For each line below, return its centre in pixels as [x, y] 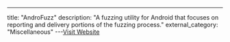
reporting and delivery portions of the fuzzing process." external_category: [113, 25]
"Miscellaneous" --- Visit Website [53, 32]
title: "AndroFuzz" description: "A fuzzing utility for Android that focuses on [113, 17]
